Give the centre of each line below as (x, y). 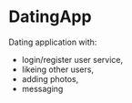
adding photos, (50, 78)
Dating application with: (53, 42)
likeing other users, (58, 69)
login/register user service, (72, 59)
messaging (42, 88)
